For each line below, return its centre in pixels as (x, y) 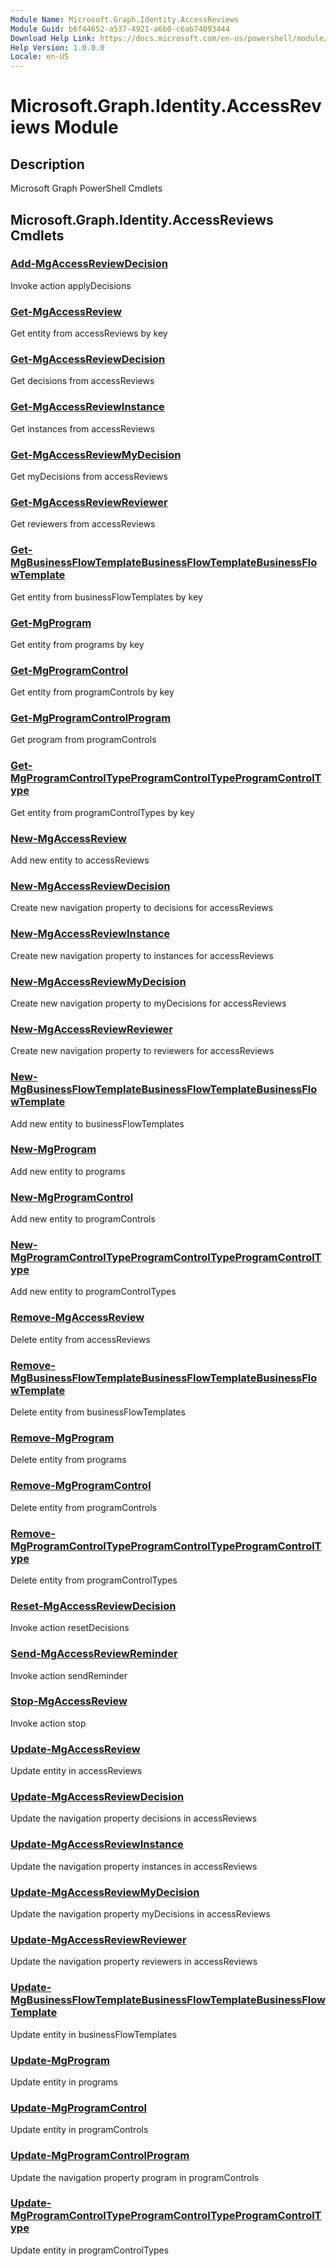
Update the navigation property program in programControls (135, 2177)
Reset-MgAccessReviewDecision (93, 1606)
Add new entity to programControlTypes (93, 1292)
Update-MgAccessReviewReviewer (98, 1939)
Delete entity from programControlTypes (94, 1580)
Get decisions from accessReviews (82, 381)
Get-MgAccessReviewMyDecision (96, 454)
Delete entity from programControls (83, 1507)
